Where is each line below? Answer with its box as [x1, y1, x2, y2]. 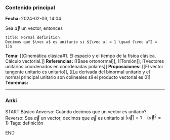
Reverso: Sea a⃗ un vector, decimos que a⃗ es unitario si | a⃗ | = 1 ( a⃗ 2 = [5, 114, 161, 121]
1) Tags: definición [5, 120, 44, 126]
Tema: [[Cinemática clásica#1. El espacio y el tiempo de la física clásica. [5, 53, 156, 59]
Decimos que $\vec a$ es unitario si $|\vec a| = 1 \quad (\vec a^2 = [5, 39, 157, 44]
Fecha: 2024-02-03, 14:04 [5, 16, 62, 22]
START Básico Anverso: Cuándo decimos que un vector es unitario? [5, 108, 147, 115]
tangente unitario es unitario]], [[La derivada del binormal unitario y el [5, 69, 150, 75]
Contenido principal [5, 4, 55, 11]
